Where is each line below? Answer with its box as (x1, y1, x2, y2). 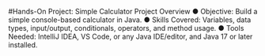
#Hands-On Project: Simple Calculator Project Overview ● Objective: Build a (8, 7, 258, 16)
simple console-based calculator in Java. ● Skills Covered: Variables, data (8, 15, 252, 24)
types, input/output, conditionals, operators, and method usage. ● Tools (8, 24, 244, 32)
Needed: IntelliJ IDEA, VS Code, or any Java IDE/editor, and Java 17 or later (8, 32, 253, 41)
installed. (8, 40, 38, 50)
